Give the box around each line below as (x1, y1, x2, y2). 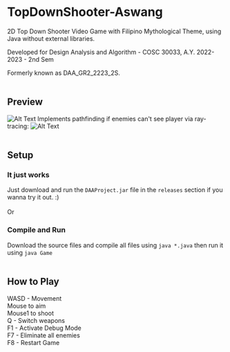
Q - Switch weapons (7, 316, 66, 324)
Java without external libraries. (7, 34, 95, 42)
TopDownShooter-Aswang (7, 4, 164, 20)
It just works (7, 170, 50, 180)
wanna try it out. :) (7, 193, 59, 202)
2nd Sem (28, 55, 54, 63)
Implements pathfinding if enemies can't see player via (37, 114, 193, 123)
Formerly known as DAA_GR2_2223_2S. (7, 69, 121, 77)
